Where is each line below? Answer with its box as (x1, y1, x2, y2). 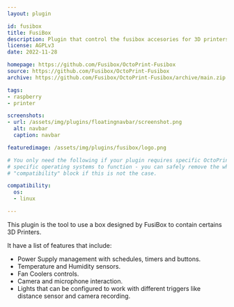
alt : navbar (13, 125, 49, 132)
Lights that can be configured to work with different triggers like (17, 284, 201, 292)
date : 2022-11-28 (7, 49, 58, 56)
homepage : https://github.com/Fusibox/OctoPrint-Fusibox (7, 61, 176, 68)
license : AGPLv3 (7, 42, 54, 49)
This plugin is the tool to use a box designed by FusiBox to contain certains (7, 220, 222, 228)
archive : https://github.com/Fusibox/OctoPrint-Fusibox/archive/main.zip (7, 74, 226, 81)
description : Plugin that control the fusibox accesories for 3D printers (7, 36, 229, 42)
